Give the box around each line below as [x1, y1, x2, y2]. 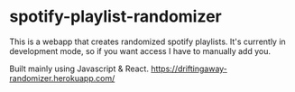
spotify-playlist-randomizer [9, 6, 223, 27]
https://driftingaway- [150, 63, 228, 74]
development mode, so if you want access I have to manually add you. [9, 45, 271, 56]
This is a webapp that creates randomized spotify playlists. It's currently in [9, 36, 286, 47]
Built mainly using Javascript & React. [9, 63, 149, 74]
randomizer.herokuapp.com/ [9, 72, 115, 83]
